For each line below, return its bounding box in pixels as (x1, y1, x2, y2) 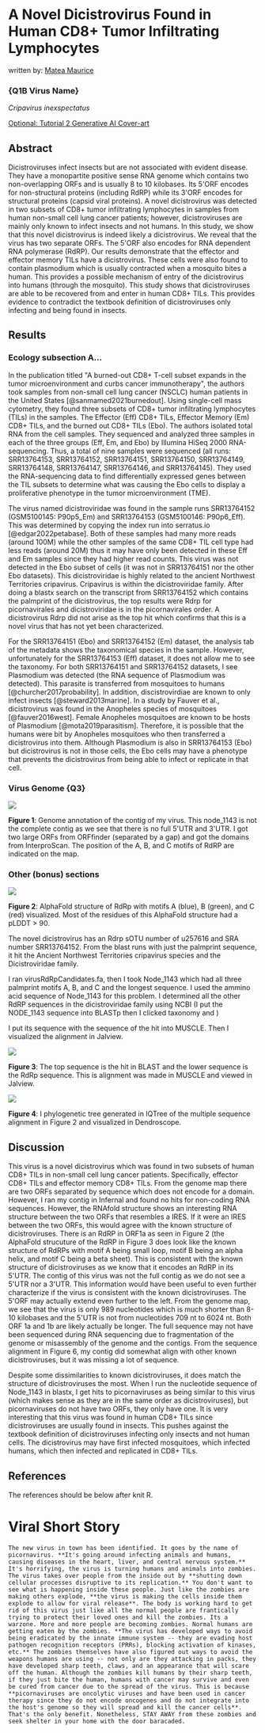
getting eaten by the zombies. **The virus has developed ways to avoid (8, 1627, 253, 1635)
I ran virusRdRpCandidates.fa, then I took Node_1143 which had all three (8, 974, 242, 984)
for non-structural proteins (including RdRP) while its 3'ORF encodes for (8, 188, 243, 197)
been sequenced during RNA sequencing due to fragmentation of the (8, 1330, 235, 1339)
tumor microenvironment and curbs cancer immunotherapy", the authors (8, 379, 245, 388)
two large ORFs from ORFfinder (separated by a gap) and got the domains (8, 832, 249, 842)
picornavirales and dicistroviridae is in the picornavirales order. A (8, 604, 220, 614)
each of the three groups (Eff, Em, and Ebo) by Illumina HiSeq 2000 (8, 437, 228, 447)
